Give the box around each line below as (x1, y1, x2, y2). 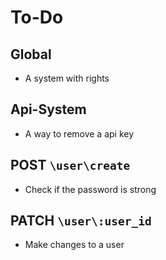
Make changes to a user (24, 239, 125, 251)
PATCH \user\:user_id (10, 212, 152, 230)
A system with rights (24, 72, 110, 84)
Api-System (10, 101, 87, 118)
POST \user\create (10, 157, 131, 174)
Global (10, 46, 52, 63)
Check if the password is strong (24, 183, 157, 195)
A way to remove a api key (24, 127, 135, 140)
